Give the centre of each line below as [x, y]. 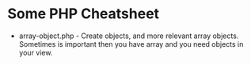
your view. [36, 52]
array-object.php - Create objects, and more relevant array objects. [129, 36]
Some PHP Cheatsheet [84, 14]
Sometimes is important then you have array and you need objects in [131, 44]
